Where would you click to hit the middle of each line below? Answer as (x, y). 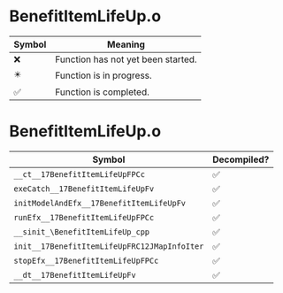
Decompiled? (241, 159)
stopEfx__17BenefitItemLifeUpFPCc (86, 260)
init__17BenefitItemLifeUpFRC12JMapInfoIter (109, 246)
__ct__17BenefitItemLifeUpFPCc (80, 174)
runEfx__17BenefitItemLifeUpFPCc (84, 217)
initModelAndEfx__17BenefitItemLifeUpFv (99, 203)
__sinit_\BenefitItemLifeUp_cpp (82, 231)
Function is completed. (102, 92)
